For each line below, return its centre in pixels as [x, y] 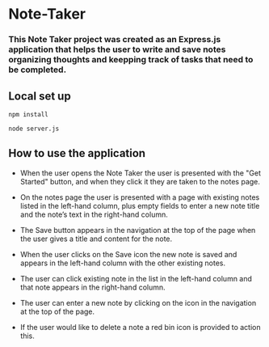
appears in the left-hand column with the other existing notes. [123, 263]
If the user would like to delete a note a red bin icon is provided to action [140, 327]
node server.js [34, 129]
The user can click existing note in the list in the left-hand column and [136, 278]
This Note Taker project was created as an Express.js [115, 40]
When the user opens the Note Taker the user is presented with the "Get [140, 173]
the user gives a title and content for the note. [96, 239]
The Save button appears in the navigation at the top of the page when [138, 230]
